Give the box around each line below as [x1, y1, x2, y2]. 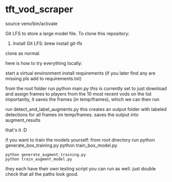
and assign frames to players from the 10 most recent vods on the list [5, 90, 152, 97]
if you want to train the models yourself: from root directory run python [5, 136, 155, 143]
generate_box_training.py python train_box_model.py [5, 142, 118, 148]
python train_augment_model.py [5, 156, 72, 162]
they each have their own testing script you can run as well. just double [5, 165, 156, 172]
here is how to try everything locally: [5, 60, 83, 66]
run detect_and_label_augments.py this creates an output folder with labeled [5, 106, 167, 112]
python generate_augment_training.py [5, 152, 86, 157]
